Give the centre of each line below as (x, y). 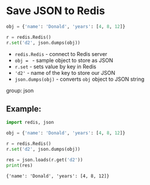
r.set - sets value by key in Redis (55, 67)
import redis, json (30, 123)
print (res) (19, 165)
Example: (24, 109)
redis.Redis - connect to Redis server (61, 54)
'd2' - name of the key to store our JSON (65, 72)
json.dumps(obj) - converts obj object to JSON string (79, 79)
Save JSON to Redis (56, 11)
